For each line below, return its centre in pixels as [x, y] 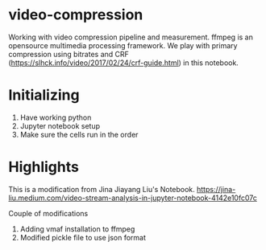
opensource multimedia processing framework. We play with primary [123, 45]
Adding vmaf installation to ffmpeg [77, 229]
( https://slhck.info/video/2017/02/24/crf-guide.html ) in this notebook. [124, 63]
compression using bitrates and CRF [69, 54]
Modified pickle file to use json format [83, 237]
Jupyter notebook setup [60, 125]
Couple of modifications [48, 213]
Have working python [56, 117]
